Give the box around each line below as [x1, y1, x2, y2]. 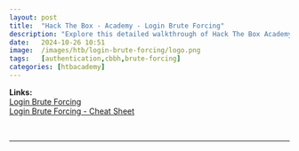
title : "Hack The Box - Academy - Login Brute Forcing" [9, 21, 225, 30]
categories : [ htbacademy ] [9, 63, 105, 72]
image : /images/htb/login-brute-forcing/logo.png [9, 46, 201, 55]
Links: [9, 86, 33, 98]
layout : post [9, 12, 58, 22]
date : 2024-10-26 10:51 [9, 37, 105, 47]
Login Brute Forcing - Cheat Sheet [9, 106, 135, 116]
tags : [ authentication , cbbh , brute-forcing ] [9, 54, 181, 63]
